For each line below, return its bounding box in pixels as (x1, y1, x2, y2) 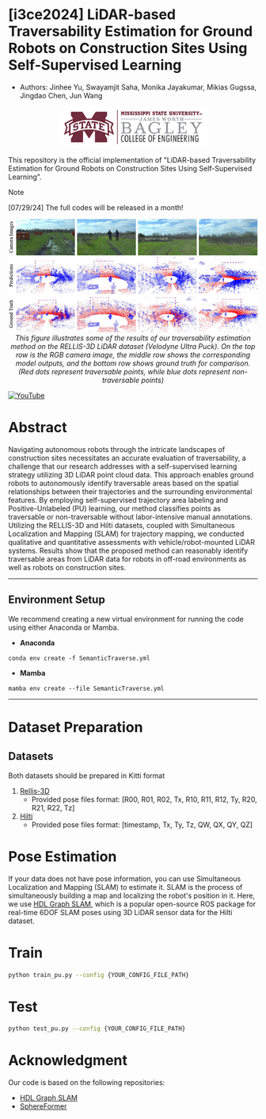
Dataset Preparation (8, 718, 143, 736)
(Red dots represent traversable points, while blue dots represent (18, 366, 231, 376)
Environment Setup (8, 593, 105, 607)
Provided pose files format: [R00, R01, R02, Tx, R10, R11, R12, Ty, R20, (31, 795, 257, 804)
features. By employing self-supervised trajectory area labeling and (8, 495, 228, 504)
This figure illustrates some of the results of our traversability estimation (15, 333, 251, 343)
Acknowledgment (8, 1052, 128, 1070)
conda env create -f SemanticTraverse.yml (8, 654, 150, 662)
